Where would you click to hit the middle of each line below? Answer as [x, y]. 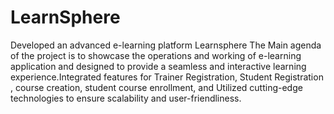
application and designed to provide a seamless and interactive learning [158, 66]
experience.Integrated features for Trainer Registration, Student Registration [167, 77]
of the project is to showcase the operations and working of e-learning [156, 55]
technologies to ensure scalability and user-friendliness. [126, 98]
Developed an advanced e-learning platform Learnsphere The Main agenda [166, 45]
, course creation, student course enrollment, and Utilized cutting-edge [156, 87]
